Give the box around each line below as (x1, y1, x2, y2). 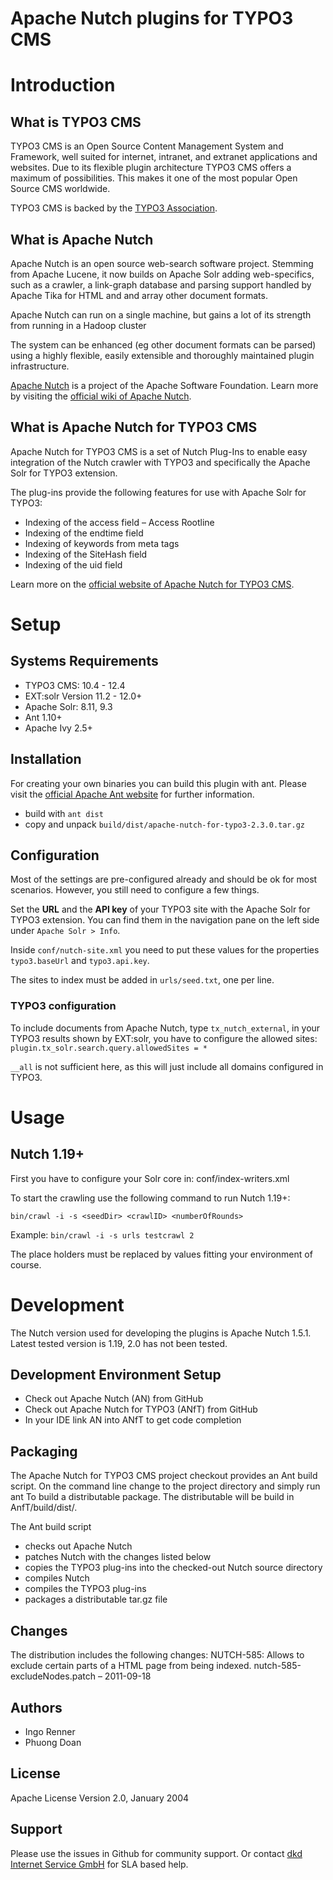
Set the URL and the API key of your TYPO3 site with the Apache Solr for (10, 903, 311, 916)
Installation (10, 751, 82, 768)
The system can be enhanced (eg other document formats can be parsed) (10, 339, 317, 351)
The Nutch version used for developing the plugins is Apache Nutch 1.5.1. (10, 1327, 312, 1339)
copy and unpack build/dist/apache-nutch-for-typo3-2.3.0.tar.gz (24, 818, 305, 830)
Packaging (10, 1443, 78, 1460)
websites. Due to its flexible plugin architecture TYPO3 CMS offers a (10, 162, 292, 174)
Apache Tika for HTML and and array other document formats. (10, 290, 268, 301)
